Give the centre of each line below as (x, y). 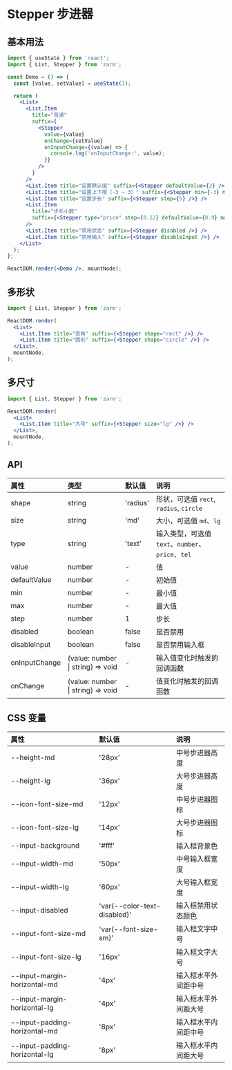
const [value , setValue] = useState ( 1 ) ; (72, 84)
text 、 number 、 (181, 544)
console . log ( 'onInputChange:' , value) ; (108, 154)
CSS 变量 (27, 718)
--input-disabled (39, 910)
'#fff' (107, 845)
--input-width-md (42, 864)
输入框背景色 (197, 846)
